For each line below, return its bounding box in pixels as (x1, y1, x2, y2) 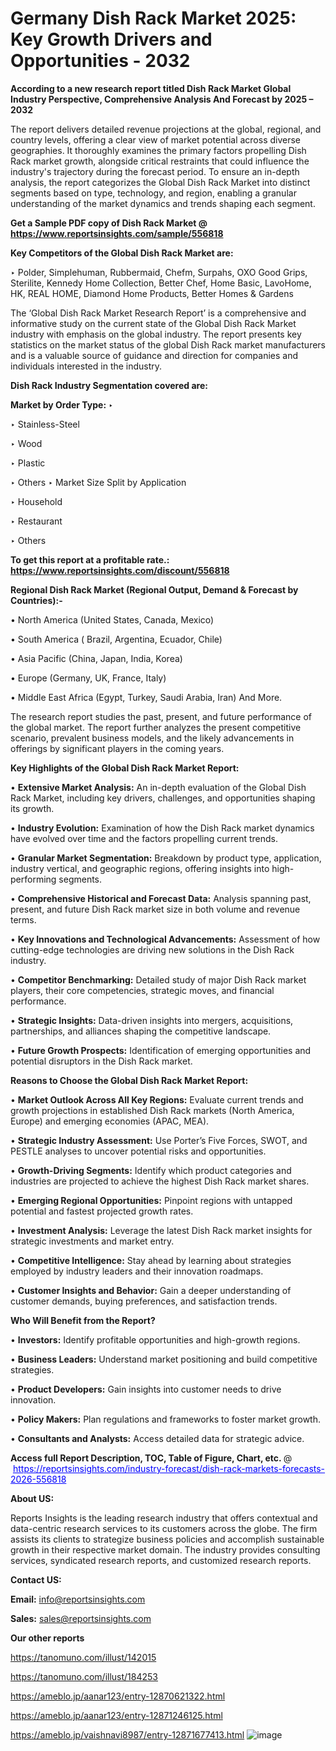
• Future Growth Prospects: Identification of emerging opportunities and (10, 1044, 312, 1056)
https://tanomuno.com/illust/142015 (10, 1651, 157, 1663)
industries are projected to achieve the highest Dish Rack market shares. (10, 1175, 310, 1187)
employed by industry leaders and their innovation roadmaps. (10, 1265, 264, 1277)
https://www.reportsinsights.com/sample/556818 (10, 227, 224, 239)
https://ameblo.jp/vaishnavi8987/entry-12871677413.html (10, 1728, 245, 1741)
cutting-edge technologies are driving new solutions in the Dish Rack (10, 943, 295, 956)
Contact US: (10, 1573, 62, 1586)
